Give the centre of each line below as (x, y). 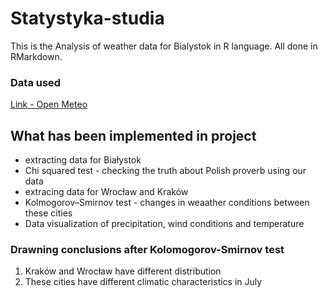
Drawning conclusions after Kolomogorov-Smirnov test (147, 249)
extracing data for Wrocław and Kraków (106, 192)
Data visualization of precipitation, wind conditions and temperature (164, 224)
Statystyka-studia (87, 18)
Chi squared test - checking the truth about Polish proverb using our (165, 171)
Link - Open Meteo (49, 104)
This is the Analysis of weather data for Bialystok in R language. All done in (164, 46)
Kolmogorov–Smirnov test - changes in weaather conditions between (167, 203)
